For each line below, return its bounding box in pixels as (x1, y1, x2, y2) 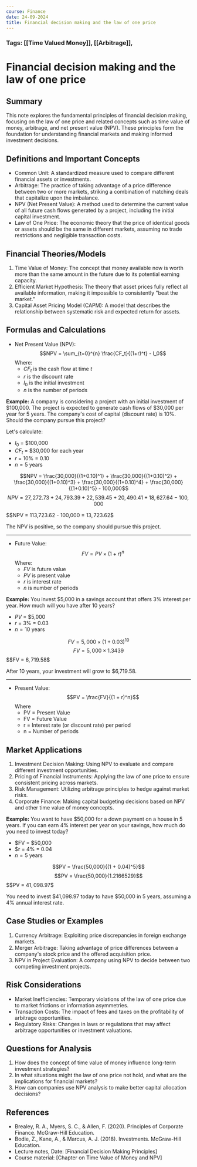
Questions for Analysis (6, 1044, 92, 1054)
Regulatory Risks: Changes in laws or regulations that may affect (14, 1020, 171, 1027)
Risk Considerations (6, 980, 81, 990)
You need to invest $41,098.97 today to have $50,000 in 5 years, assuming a (6, 893, 191, 900)
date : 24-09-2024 (6, 14, 49, 20)
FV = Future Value (23, 716, 67, 723)
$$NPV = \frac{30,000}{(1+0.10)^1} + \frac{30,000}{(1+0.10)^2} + (19, 472, 178, 479)
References (6, 1107, 49, 1117)
